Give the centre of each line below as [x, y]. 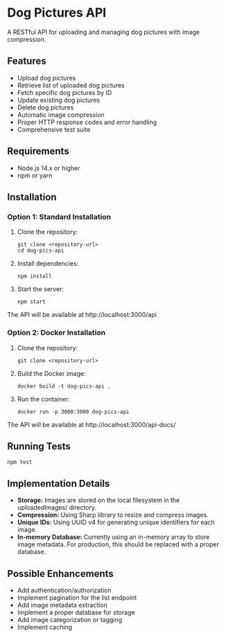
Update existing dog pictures [59, 100]
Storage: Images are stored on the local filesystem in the [98, 500]
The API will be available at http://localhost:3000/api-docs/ [92, 424]
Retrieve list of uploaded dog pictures [71, 85]
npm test [20, 463]
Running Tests [39, 446]
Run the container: [44, 399]
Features [27, 61]
